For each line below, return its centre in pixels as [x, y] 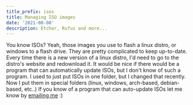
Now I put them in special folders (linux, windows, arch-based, [83, 83]
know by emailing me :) [35, 96]
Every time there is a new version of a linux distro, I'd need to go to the [93, 58]
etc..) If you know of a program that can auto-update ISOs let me [103, 89]
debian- [170, 83]
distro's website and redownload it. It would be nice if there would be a [93, 64]
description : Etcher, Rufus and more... [57, 28]
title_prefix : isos [30, 12]
